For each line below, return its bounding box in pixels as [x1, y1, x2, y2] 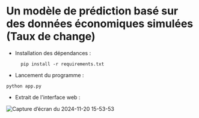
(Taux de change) [6, 30, 96, 43]
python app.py [6, 83, 42, 89]
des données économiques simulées [6, 17, 194, 31]
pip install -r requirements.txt [20, 61, 105, 67]
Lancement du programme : [14, 71, 84, 78]
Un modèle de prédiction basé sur [6, 4, 179, 18]
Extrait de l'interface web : [14, 93, 81, 101]
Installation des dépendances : [14, 49, 91, 56]
